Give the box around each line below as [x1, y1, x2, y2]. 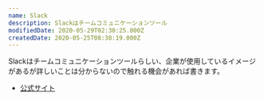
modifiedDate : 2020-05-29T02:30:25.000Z [8, 26, 145, 34]
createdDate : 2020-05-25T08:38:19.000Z [8, 33, 141, 42]
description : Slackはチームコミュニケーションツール [8, 19, 167, 27]
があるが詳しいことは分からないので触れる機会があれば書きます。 [8, 67, 225, 76]
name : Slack [8, 11, 48, 20]
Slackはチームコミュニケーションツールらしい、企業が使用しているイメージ [8, 56, 257, 66]
